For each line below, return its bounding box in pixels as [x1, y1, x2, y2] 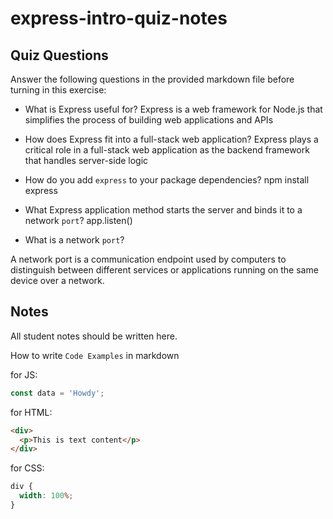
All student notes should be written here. [10, 330, 178, 342]
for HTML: [10, 406, 53, 418]
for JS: [10, 368, 38, 381]
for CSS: [10, 462, 45, 474]
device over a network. [10, 275, 105, 286]
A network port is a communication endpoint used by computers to [10, 253, 287, 265]
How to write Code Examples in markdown [10, 349, 180, 361]
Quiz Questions [10, 47, 109, 64]
